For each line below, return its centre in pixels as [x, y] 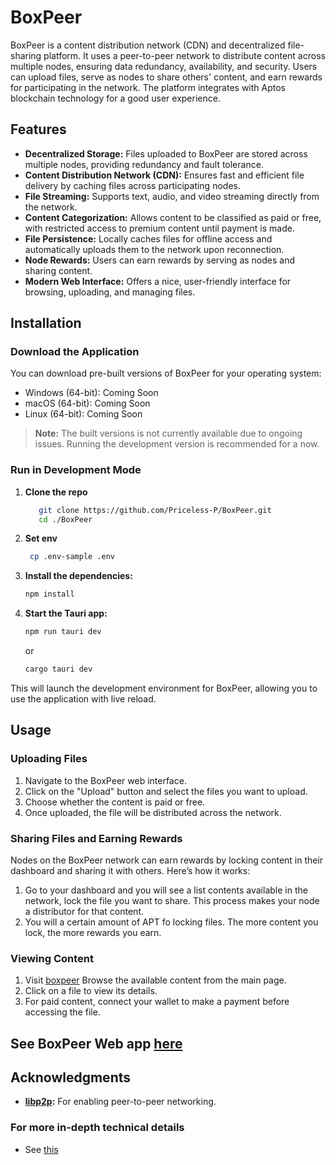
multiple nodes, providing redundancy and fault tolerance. [144, 164]
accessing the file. [62, 1012]
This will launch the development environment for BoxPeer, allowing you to [164, 688]
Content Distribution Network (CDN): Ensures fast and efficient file [164, 175]
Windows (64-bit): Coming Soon [91, 393]
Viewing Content [52, 958]
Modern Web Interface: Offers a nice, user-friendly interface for [158, 281]
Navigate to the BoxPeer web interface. [105, 780]
